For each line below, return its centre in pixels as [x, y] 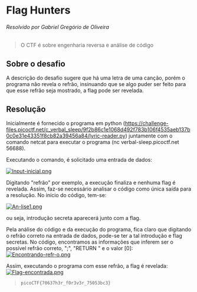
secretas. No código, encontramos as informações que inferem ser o [90, 242]
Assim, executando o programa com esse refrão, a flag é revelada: [87, 266]
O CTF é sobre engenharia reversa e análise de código [87, 45]
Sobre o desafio [36, 63]
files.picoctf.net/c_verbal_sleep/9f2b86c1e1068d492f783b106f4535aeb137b [98, 130]
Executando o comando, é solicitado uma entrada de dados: [79, 160]
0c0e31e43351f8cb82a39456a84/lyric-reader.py [66, 136]
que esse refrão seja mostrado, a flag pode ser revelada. [75, 91]
